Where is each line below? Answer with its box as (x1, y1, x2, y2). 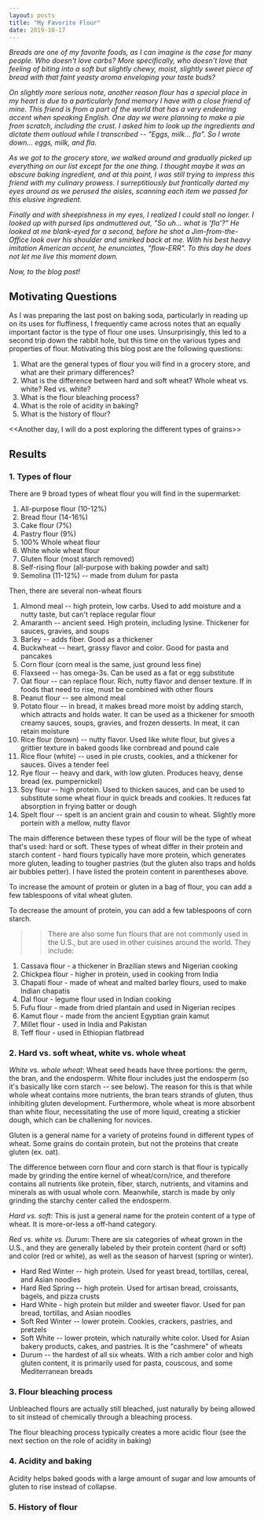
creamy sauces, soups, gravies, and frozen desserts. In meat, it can (20, 718, 240, 727)
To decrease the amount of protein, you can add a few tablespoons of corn (9, 905, 252, 915)
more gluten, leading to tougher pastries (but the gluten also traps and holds (9, 858, 256, 868)
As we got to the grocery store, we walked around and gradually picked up (9, 153, 252, 163)
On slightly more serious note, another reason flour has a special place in (9, 88, 247, 97)
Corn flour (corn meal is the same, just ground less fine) (20, 659, 202, 668)
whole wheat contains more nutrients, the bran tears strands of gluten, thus (9, 1090, 254, 1100)
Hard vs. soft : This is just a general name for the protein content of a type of (9, 1211, 256, 1221)
